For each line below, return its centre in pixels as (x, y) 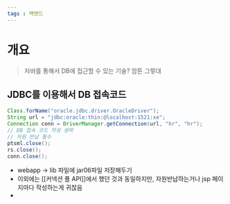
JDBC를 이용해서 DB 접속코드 (67, 94)
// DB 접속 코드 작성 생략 (40, 130)
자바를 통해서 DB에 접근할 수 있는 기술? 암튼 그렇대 (92, 71)
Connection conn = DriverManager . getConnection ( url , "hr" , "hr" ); (105, 124)
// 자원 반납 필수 (29, 137)
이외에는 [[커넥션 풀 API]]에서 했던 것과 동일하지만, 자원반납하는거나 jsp (114, 179)
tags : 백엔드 (25, 14)
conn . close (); (28, 156)
